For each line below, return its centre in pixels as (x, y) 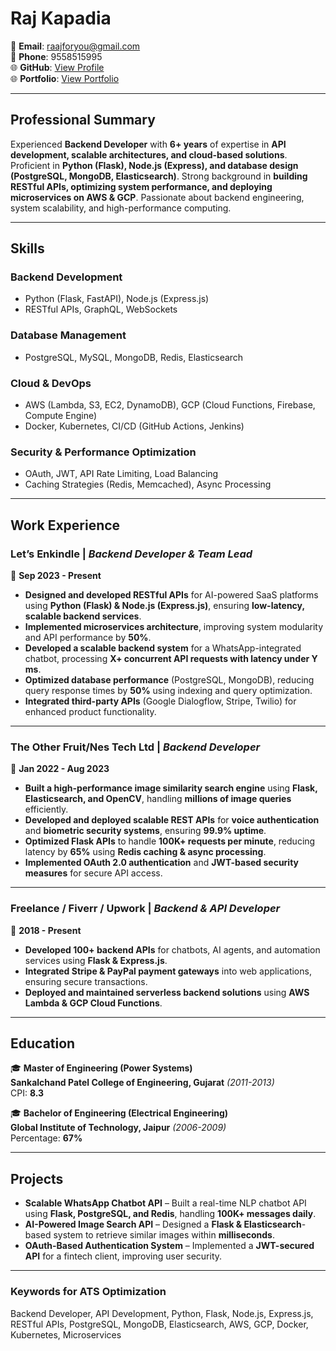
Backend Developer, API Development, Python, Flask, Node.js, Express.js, (162, 1313)
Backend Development (66, 277)
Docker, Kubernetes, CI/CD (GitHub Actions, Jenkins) (134, 426)
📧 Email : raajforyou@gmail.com (75, 46)
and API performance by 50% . (88, 638)
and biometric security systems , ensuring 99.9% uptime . (145, 831)
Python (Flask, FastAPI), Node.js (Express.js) (117, 299)
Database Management (68, 335)
